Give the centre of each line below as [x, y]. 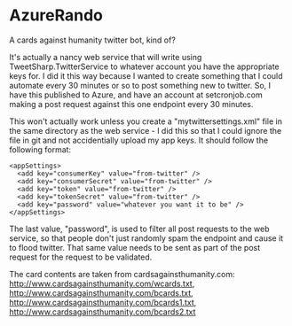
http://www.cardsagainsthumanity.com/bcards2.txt [103, 312]
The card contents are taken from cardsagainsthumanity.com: [122, 274]
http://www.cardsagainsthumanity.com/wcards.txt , [102, 283]
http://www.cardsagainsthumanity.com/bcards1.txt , [103, 302]
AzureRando [56, 16]
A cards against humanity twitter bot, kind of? [92, 40]
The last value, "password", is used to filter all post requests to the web [139, 229]
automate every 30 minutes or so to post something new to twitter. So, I [140, 85]
